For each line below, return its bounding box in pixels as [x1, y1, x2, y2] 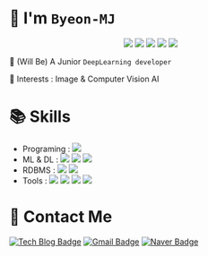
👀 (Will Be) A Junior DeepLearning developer [9, 55, 172, 66]
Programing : [22, 143, 71, 154]
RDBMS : [22, 165, 56, 175]
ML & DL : [22, 154, 59, 165]
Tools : [22, 175, 48, 186]
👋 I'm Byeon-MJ [9, 8, 117, 29]
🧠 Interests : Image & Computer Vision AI [9, 73, 160, 84]
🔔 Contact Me [9, 207, 113, 227]
